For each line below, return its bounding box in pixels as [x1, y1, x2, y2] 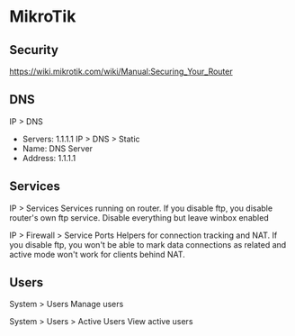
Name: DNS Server [22, 142, 93, 154]
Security [9, 42, 58, 58]
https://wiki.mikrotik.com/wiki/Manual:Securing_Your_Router [9, 66, 233, 77]
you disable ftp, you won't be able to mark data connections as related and [9, 239, 287, 250]
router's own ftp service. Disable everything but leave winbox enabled [9, 212, 269, 222]
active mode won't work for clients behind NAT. [9, 249, 186, 259]
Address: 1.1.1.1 [22, 152, 76, 163]
